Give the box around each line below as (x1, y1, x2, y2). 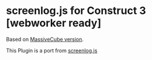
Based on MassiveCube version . (6, 36, 84, 43)
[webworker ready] (6, 16, 101, 30)
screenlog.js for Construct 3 (6, 4, 146, 17)
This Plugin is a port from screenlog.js (6, 47, 98, 54)
